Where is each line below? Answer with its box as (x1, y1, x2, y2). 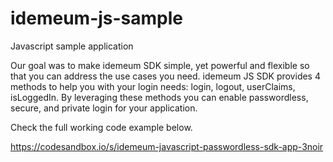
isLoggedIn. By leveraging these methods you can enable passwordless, (10, 91, 309, 103)
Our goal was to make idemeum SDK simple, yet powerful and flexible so (10, 59, 310, 71)
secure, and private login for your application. (10, 102, 198, 114)
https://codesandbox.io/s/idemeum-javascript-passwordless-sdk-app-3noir (10, 140, 324, 152)
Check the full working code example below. (10, 121, 193, 133)
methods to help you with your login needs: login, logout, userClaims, (10, 80, 296, 92)
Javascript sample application (10, 40, 134, 52)
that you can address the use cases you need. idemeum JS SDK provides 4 (10, 70, 321, 82)
